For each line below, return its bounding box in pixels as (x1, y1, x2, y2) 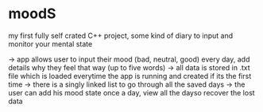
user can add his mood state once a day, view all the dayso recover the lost (8, 88, 256, 97)
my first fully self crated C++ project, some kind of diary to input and (8, 31, 233, 40)
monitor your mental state (8, 39, 93, 48)
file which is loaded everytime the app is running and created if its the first (8, 71, 252, 80)
